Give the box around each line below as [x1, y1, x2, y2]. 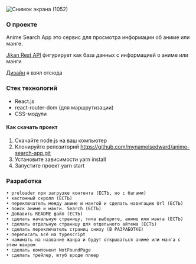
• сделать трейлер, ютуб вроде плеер [6, 252, 99, 259]
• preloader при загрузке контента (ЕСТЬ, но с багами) [6, 190, 146, 197]
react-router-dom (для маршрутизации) [14, 104, 114, 111]
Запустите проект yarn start [14, 162, 85, 169]
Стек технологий [6, 84, 58, 92]
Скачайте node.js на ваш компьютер [14, 137, 107, 144]
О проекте [6, 20, 37, 28]
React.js [14, 98, 35, 105]
